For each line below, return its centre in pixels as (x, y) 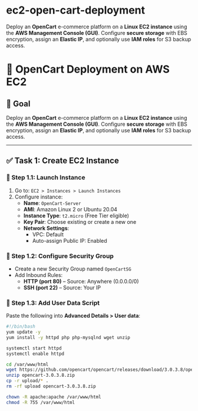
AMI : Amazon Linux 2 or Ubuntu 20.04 (70, 209)
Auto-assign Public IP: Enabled (70, 240)
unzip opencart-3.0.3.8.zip (41, 376)
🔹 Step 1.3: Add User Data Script (53, 303)
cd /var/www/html (27, 364)
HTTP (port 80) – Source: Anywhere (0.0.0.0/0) (81, 281)
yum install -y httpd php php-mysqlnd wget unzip (68, 337)
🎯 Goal (18, 104)
